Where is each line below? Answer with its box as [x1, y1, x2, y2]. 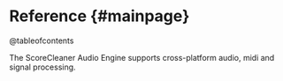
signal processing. [9, 62, 77, 72]
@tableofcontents [9, 35, 74, 46]
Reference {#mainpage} [9, 6, 190, 26]
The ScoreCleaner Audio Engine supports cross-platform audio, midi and [9, 52, 275, 63]
